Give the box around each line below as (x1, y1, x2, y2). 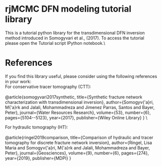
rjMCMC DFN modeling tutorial (5, 3, 132, 15)
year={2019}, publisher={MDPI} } (5, 155, 71, 161)
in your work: (5, 78, 32, 84)
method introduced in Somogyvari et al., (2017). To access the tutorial (5, 35, 145, 41)
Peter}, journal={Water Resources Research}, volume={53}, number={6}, (5, 110, 151, 115)
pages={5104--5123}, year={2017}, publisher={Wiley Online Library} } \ (5, 114, 148, 120)
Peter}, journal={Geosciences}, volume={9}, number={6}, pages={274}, (5, 150, 149, 156)
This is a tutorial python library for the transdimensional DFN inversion (5, 30, 145, 36)
